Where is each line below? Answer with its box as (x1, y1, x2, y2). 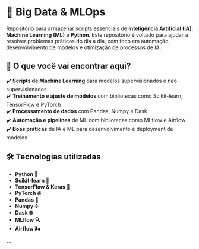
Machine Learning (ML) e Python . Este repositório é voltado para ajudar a (6, 31, 188, 38)
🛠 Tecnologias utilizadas (6, 152, 101, 162)
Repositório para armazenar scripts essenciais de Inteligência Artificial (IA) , (6, 25, 194, 32)
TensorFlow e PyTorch (6, 101, 61, 108)
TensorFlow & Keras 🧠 (14, 183, 70, 190)
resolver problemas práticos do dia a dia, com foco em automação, (6, 37, 170, 44)
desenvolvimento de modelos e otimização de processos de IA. (6, 44, 162, 51)
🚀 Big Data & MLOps (6, 5, 106, 19)
